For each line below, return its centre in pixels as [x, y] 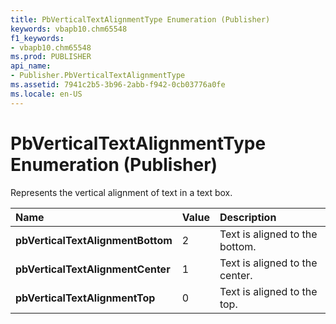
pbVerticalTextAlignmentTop [85, 298]
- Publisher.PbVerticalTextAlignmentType [98, 76]
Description [248, 217]
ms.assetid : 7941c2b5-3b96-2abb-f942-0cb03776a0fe [118, 85]
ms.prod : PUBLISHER [51, 57]
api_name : [31, 66]
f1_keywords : [37, 38]
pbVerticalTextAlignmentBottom [94, 240]
